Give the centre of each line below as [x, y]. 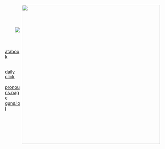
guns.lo [13, 103]
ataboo [12, 51]
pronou [12, 87]
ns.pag [12, 92]
